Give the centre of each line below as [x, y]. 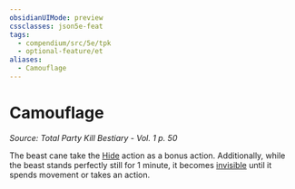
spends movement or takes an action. [80, 175]
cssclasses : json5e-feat [56, 26]
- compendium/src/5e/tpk [64, 43]
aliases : [26, 60]
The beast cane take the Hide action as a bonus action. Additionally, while [147, 156]
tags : [20, 34]
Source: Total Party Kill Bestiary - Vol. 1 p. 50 [93, 137]
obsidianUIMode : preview [56, 18]
